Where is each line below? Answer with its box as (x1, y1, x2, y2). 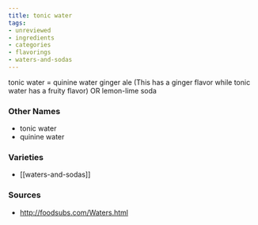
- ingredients (8, 33, 55, 42)
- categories (8, 41, 51, 49)
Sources (8, 189, 41, 200)
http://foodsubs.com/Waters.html (19, 208, 129, 217)
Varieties (8, 152, 44, 163)
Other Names (8, 105, 61, 116)
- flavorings (8, 48, 51, 56)
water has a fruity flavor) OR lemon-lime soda (8, 86, 157, 95)
